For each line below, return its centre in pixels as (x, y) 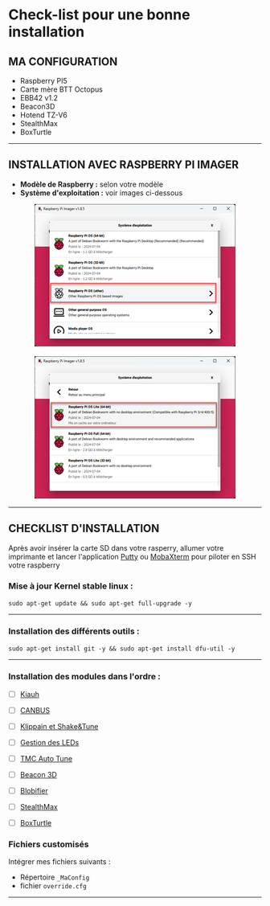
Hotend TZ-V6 (44, 115)
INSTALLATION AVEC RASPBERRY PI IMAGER (124, 165)
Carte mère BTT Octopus (61, 89)
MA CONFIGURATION (63, 61)
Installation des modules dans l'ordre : (84, 677)
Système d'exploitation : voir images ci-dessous (101, 193)
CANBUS (35, 710)
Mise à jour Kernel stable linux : (71, 586)
